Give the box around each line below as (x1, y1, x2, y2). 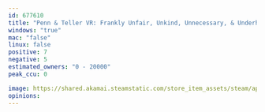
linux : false (8, 41, 51, 49)
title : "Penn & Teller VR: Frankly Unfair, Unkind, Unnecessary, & (8, 19, 235, 27)
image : (8, 84, 30, 92)
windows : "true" (8, 26, 62, 34)
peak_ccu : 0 (8, 70, 47, 78)
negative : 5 (8, 56, 47, 64)
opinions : (8, 91, 41, 99)
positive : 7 (8, 48, 47, 56)
